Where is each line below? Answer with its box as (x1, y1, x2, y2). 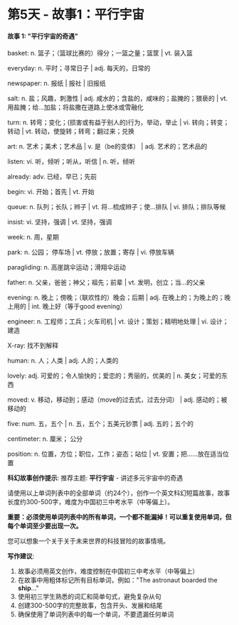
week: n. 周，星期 (7, 233, 59, 242)
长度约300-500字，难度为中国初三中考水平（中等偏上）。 (7, 498, 174, 506)
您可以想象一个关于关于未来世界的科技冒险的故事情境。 (7, 537, 169, 545)
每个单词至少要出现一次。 (7, 522, 83, 530)
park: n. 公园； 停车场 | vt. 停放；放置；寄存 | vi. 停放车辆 (7, 248, 174, 257)
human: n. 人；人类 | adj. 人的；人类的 (7, 356, 119, 365)
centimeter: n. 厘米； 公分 (7, 434, 83, 443)
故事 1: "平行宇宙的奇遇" (7, 31, 78, 40)
